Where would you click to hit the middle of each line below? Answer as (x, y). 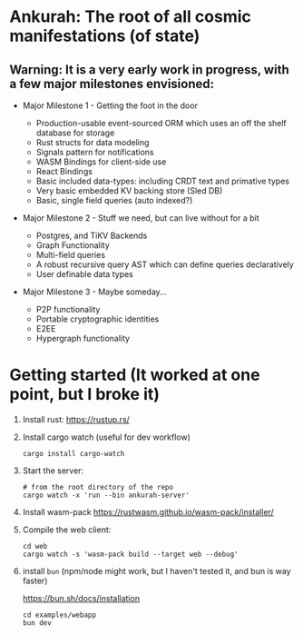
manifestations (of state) (105, 36)
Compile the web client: (67, 530)
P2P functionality (68, 309)
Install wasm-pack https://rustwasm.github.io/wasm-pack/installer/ (148, 511)
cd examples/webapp (59, 615)
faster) (35, 580)
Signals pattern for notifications (95, 152)
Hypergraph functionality (83, 338)
